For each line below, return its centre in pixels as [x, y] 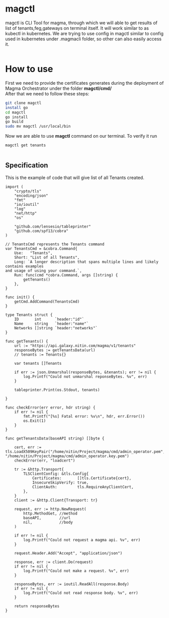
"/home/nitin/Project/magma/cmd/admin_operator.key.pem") [67, 456]
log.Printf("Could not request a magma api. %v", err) [82, 540]
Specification [27, 165]
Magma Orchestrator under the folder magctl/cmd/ [59, 88]
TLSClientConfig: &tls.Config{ [56, 474]
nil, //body [48, 522]
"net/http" [26, 213]
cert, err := [28, 447]
